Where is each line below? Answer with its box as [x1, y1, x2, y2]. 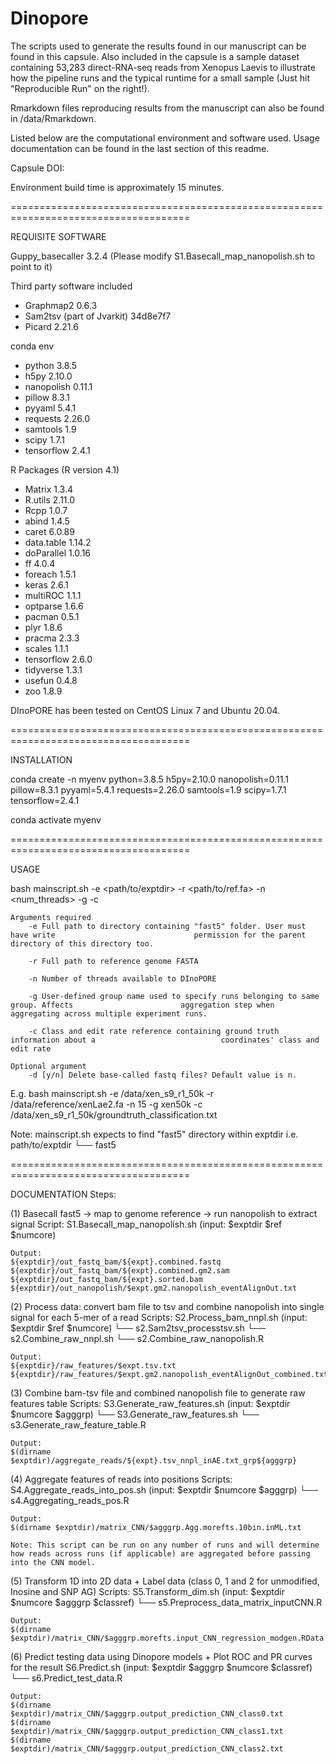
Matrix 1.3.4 [24, 483, 74, 495]
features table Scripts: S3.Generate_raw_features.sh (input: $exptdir [10, 1397, 291, 1409]
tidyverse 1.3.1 [24, 663, 83, 676]
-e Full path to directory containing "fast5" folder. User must [28, 921, 307, 931]
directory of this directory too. [10, 938, 155, 949]
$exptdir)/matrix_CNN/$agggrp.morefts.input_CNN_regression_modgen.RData [10, 1633, 325, 1643]
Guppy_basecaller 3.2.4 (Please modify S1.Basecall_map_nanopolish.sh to [10, 250, 316, 262]
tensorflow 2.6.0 [24, 653, 93, 665]
